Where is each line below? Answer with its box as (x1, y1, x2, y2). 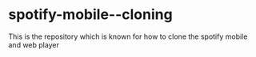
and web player (8, 40, 60, 49)
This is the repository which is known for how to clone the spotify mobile (8, 32, 248, 41)
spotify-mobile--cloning (8, 6, 174, 24)
